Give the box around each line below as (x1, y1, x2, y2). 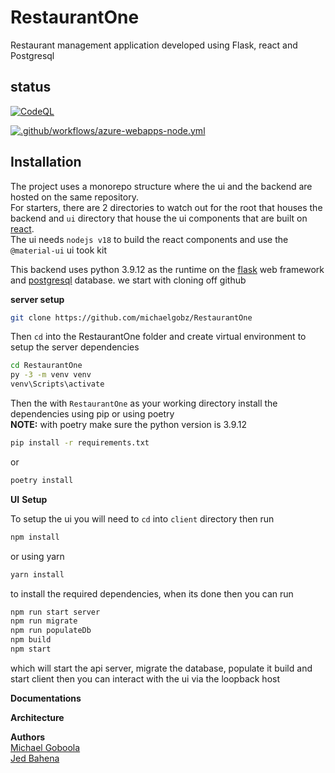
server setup (10, 293, 65, 305)
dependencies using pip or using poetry (10, 408, 175, 420)
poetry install (10, 475, 74, 485)
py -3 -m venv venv (10, 370, 92, 380)
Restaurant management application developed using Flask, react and (10, 39, 298, 51)
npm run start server (10, 607, 101, 617)
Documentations (10, 692, 82, 704)
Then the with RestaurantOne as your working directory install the (10, 397, 278, 410)
